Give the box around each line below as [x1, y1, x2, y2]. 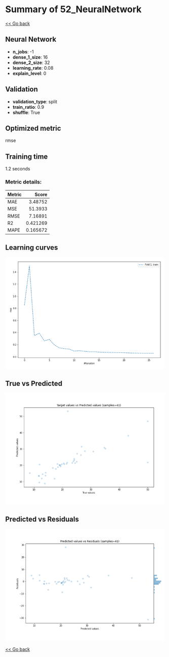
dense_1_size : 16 [12, 54, 48, 60]
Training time [5, 152, 48, 161]
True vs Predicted [5, 379, 62, 387]
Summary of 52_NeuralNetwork [5, 4, 142, 15]
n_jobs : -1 [12, 48, 34, 54]
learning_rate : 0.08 [12, 65, 54, 71]
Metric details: [5, 178, 42, 186]
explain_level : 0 [12, 70, 47, 76]
